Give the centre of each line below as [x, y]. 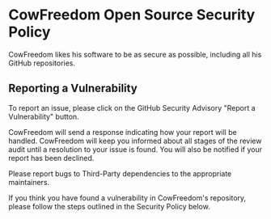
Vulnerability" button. [44, 116]
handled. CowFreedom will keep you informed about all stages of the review [135, 141]
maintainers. [29, 182]
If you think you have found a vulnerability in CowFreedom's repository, [127, 198]
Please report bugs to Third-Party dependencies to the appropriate [120, 173]
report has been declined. [51, 158]
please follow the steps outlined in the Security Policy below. [109, 206]
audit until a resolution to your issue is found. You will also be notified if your [135, 149]
